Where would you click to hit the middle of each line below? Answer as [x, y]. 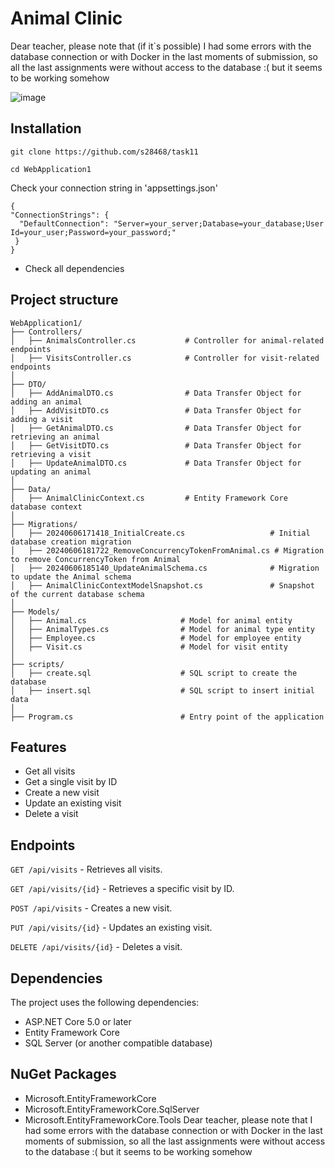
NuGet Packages [63, 1074]
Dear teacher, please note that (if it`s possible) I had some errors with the [161, 46]
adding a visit [42, 419]
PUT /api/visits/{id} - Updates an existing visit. [111, 928]
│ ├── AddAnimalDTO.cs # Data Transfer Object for [156, 393]
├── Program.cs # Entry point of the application [167, 717]
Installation [46, 128]
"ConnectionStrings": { [60, 215]
